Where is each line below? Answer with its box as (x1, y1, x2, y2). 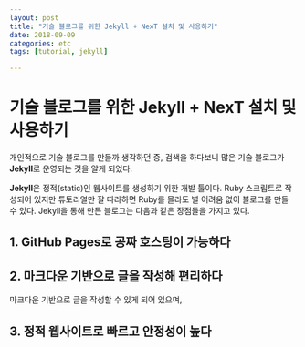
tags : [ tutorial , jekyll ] (9, 47, 108, 56)
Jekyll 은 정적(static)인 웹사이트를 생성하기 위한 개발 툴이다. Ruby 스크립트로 (9, 183, 283, 194)
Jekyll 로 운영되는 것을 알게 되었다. (9, 163, 133, 174)
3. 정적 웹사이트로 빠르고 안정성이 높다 (9, 323, 212, 339)
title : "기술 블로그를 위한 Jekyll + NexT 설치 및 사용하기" (9, 22, 218, 31)
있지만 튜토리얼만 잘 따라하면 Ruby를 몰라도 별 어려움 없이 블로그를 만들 (33, 194, 289, 205)
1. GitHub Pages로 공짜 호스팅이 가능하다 (9, 234, 231, 250)
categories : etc (9, 38, 71, 48)
